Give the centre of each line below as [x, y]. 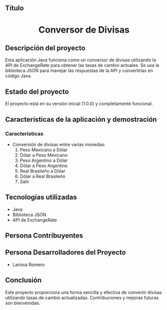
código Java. [18, 76]
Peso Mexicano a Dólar [44, 150]
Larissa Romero [28, 265]
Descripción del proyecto [45, 48]
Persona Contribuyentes [44, 236]
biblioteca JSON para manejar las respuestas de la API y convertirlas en [79, 71]
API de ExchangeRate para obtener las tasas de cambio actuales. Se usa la [82, 65]
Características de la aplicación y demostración [81, 119]
